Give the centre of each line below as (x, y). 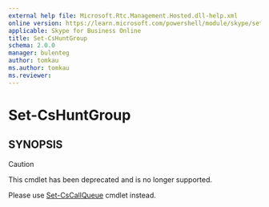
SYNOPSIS (36, 145)
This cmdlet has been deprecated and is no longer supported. (110, 179)
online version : (35, 23)
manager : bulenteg (39, 53)
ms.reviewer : (30, 75)
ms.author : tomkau (39, 68)
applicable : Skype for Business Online (75, 30)
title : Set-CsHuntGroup (48, 38)
